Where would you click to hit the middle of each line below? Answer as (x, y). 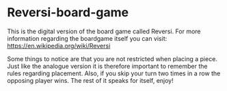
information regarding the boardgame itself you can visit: (87, 38)
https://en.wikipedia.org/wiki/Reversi (59, 45)
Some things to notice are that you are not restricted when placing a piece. (112, 58)
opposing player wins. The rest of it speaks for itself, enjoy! (90, 80)
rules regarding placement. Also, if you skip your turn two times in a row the (114, 73)
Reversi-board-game (68, 13)
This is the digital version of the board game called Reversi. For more (104, 31)
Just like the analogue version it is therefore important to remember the (107, 66)
